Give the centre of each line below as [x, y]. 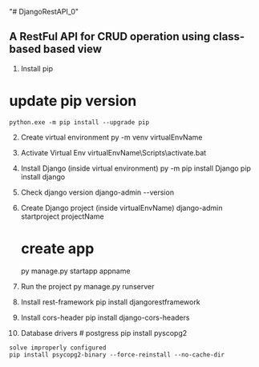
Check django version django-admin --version [97, 192]
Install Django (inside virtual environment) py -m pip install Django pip [136, 168]
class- [229, 36]
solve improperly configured [58, 348]
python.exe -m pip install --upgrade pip [79, 122]
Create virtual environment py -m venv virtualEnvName [111, 137]
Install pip [36, 68]
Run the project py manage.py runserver [87, 286]
